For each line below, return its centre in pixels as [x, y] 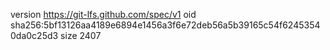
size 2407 [81, 35]
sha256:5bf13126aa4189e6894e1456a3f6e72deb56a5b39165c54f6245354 [165, 25]
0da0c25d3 [34, 35]
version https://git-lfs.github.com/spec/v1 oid [103, 14]
